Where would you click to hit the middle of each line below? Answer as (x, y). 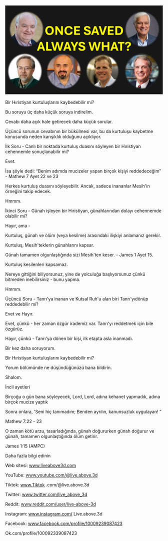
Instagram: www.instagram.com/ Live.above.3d (54, 513)
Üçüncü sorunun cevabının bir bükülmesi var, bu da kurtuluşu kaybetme (79, 131)
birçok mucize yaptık (27, 402)
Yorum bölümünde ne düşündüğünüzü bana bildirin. (59, 367)
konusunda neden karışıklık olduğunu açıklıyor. (53, 136)
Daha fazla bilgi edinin (28, 455)
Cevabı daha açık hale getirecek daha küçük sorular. (59, 121)
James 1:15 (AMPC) (25, 446)
